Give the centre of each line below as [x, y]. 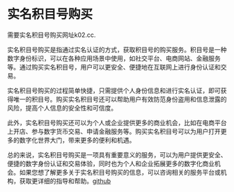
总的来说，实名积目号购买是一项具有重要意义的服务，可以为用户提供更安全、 [117, 154]
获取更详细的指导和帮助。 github [65, 181]
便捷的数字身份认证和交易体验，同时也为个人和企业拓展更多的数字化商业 [111, 163]
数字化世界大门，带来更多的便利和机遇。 [77, 140]
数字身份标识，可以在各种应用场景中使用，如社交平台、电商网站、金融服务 [114, 58]
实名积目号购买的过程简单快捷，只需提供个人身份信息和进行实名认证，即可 [114, 90]
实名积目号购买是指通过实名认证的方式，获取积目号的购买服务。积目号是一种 [117, 49]
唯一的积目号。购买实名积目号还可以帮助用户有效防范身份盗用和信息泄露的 [120, 99]
